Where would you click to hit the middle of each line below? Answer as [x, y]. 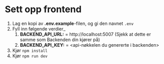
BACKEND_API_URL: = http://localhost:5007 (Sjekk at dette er [85, 34]
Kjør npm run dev [30, 56]
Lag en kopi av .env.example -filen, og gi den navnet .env [73, 23]
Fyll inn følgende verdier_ [39, 28]
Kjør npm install [30, 50]
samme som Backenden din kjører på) [60, 40]
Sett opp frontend [43, 9]
